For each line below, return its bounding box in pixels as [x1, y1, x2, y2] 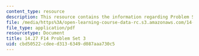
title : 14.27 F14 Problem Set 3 [6, 36, 86, 41]
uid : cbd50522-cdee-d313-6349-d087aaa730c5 [6, 41, 115, 47]
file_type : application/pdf [6, 24, 76, 31]
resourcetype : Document [6, 30, 65, 36]
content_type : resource [6, 8, 65, 15]
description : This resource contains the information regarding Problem [6, 14, 190, 20]
